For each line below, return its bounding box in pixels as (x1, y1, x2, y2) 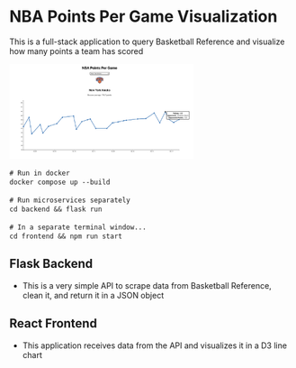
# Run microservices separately (9, 196, 130, 205)
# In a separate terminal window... (9, 223, 147, 232)
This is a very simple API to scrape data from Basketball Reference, (22, 280, 272, 290)
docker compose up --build (9, 178, 111, 187)
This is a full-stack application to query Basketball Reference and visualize (9, 36, 285, 47)
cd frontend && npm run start (9, 232, 123, 241)
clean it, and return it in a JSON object (22, 290, 165, 300)
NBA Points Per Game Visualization (9, 6, 278, 27)
